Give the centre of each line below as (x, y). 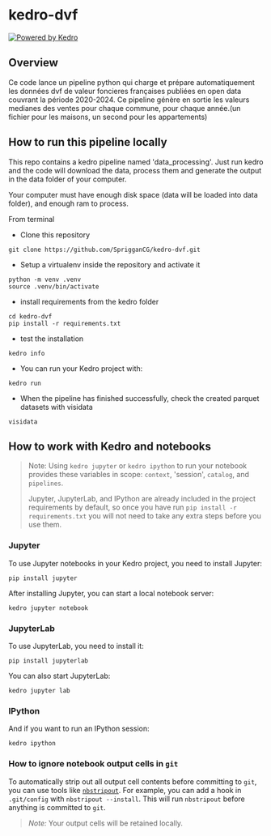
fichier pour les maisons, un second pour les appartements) (108, 117)
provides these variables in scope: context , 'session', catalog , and (138, 475)
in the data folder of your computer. (68, 179)
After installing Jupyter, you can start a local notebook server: (111, 593)
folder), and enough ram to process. (69, 203)
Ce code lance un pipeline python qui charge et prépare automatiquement (131, 82)
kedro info (27, 353)
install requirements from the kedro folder (89, 301)
